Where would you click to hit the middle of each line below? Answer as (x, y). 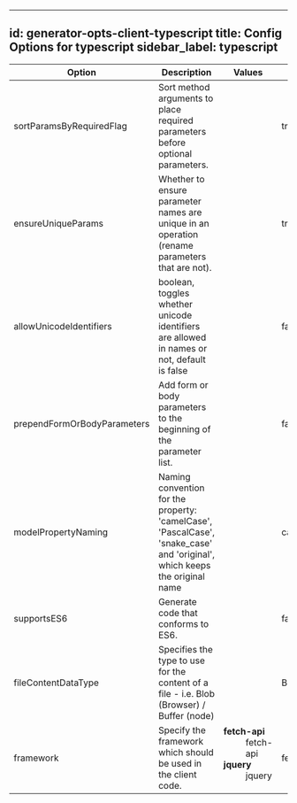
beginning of (184, 429)
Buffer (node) (186, 715)
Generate (177, 601)
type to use (182, 660)
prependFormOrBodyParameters (82, 423)
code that (178, 613)
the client (177, 774)
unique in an (183, 223)
